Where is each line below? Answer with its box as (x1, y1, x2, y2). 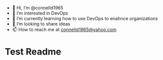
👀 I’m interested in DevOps (12, 10, 68, 16)
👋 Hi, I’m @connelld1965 (12, 5, 64, 11)
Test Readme (5, 46, 62, 57)
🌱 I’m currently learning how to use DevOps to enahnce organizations (12, 16, 158, 21)
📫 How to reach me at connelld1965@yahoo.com (12, 27, 117, 32)
